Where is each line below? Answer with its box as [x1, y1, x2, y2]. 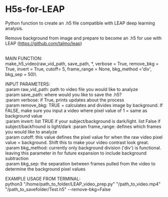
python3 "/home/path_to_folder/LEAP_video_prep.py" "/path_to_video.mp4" [5, 181, 161, 187]
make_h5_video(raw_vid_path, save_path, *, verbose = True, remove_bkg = [5, 60, 159, 66]
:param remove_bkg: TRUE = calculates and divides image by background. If [5, 102, 163, 108]
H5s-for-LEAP [5, 3, 65, 15]
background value [5, 112, 42, 118]
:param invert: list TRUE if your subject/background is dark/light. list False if [5, 118, 161, 124]
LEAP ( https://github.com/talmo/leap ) [5, 40, 82, 46]
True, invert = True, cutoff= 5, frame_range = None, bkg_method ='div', [5, 66, 152, 72]
